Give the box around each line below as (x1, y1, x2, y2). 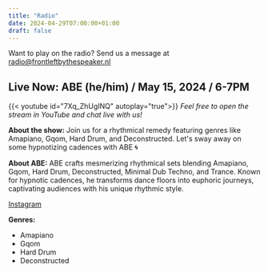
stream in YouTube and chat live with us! (8, 110, 142, 120)
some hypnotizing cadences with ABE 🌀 (8, 142, 138, 152)
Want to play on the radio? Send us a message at (8, 49, 170, 58)
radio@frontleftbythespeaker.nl (8, 57, 111, 66)
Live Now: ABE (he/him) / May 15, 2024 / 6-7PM (8, 80, 250, 94)
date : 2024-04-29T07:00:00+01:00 (8, 19, 120, 27)
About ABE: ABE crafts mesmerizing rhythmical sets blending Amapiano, (8, 158, 249, 168)
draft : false (8, 26, 52, 34)
